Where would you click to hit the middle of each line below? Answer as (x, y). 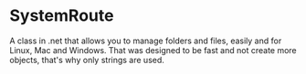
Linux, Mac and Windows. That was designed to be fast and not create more (153, 50)
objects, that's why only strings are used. (87, 60)
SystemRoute (62, 16)
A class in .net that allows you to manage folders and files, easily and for (146, 41)
